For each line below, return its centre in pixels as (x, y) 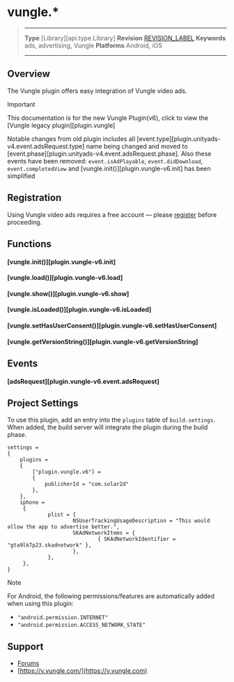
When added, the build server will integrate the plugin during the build (108, 427)
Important (21, 104)
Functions (30, 244)
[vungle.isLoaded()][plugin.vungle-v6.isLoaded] (79, 310)
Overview (29, 74)
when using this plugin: (41, 604)
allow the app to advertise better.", (63, 527)
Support (25, 646)
